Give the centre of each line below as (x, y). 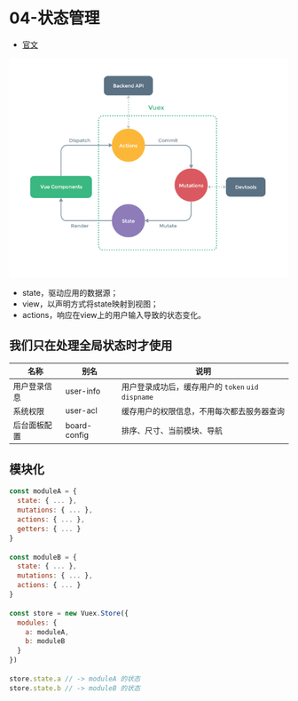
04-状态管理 (55, 18)
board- (78, 426)
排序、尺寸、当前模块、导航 (172, 431)
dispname (137, 398)
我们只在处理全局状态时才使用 (91, 346)
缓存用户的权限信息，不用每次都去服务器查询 (203, 410)
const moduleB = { (43, 557)
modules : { (37, 623)
